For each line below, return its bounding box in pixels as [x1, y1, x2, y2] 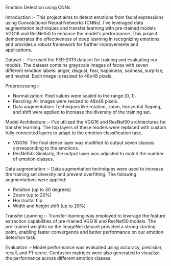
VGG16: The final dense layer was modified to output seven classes [12, 140, 155, 146]
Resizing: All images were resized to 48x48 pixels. [12, 98, 119, 104]
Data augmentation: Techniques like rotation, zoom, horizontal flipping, [12, 104, 162, 109]
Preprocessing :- [5, 83, 41, 89]
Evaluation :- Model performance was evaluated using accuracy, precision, [5, 245, 163, 250]
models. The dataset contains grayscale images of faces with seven [5, 62, 149, 68]
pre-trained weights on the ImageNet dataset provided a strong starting [5, 224, 156, 229]
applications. [5, 47, 32, 53]
